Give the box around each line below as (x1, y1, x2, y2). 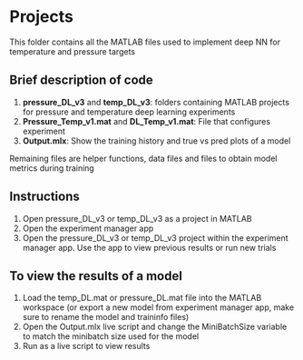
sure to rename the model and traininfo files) (22, 312, 190, 323)
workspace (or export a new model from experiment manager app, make (22, 302, 295, 313)
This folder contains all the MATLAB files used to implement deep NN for (9, 36, 281, 47)
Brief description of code (9, 73, 154, 88)
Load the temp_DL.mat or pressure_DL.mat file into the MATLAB (22, 293, 262, 304)
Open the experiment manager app (22, 223, 154, 234)
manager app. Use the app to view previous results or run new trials (22, 242, 277, 253)
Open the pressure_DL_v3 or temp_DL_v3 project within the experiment (22, 232, 288, 243)
